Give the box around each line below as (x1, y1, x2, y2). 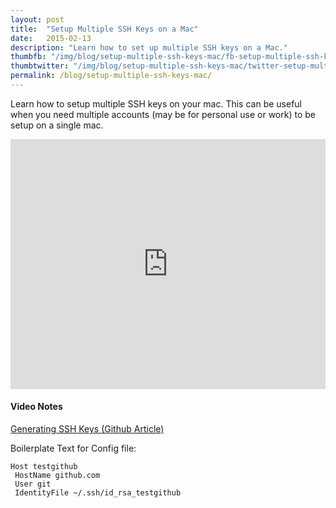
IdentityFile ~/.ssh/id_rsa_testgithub (14, 488, 182, 498)
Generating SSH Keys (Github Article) (10, 423, 165, 435)
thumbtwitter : (10, 61, 70, 71)
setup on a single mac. (10, 119, 104, 131)
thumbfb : (10, 52, 47, 62)
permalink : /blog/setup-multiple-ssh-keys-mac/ (10, 71, 213, 81)
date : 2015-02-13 (10, 33, 92, 43)
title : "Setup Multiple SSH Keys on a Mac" (10, 24, 199, 34)
